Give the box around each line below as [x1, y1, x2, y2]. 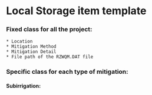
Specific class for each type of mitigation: [6, 68, 128, 76]
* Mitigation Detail [6, 49, 57, 55]
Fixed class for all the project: [6, 25, 92, 34]
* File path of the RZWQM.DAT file [6, 54, 94, 60]
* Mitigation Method [6, 44, 57, 50]
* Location [6, 38, 33, 45]
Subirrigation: [6, 83, 41, 89]
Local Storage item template [6, 4, 147, 18]
